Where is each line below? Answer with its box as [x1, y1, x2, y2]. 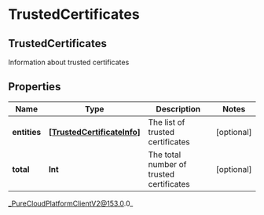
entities [12, 126, 42, 137]
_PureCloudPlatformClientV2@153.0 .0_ [8, 199, 134, 208]
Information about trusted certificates [8, 57, 130, 67]
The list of [148, 116, 185, 127]
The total [148, 149, 181, 160]
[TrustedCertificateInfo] [48, 126, 141, 137]
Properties [8, 80, 61, 93]
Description [156, 104, 201, 115]
